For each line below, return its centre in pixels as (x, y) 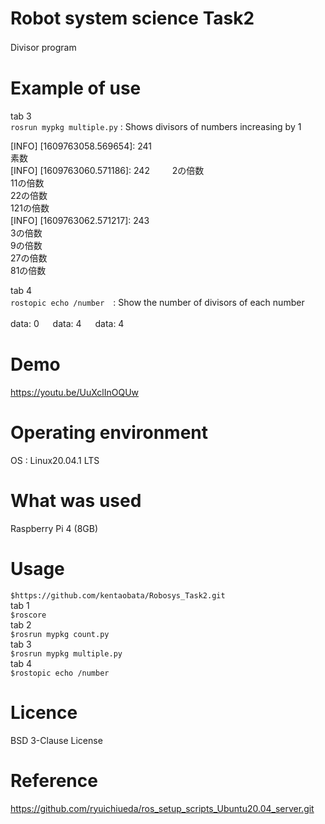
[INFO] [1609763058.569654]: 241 (81, 146)
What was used (76, 500)
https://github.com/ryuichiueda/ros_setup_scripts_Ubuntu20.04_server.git (162, 808)
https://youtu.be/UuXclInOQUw (75, 392)
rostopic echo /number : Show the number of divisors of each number (157, 302)
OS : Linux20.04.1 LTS (55, 460)
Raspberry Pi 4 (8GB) (54, 528)
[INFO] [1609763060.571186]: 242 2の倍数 (107, 170)
